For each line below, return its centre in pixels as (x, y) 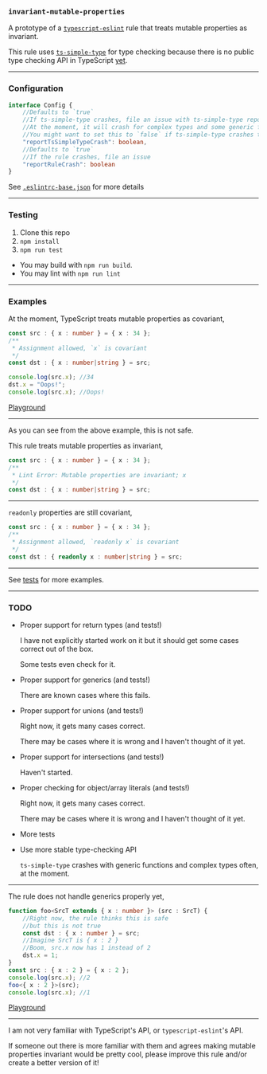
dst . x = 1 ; (41, 955)
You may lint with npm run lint (70, 273)
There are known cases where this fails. (85, 695)
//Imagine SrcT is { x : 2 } (71, 941)
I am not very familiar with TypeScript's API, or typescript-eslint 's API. (126, 1030)
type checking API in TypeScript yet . (68, 61)
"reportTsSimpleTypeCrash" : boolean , (85, 142)
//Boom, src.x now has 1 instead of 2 (87, 948)
